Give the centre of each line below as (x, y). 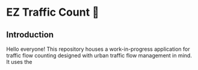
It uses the (19, 62)
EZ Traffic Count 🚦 (53, 12)
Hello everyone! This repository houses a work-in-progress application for (98, 49)
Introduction (30, 35)
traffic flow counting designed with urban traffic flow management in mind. (99, 56)
